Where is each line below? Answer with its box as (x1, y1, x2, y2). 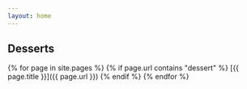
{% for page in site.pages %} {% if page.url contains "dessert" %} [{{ (7, 63, 240, 73)
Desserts (7, 42, 54, 56)
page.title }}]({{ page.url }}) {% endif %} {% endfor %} (7, 72, 190, 82)
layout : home (7, 11, 52, 20)
